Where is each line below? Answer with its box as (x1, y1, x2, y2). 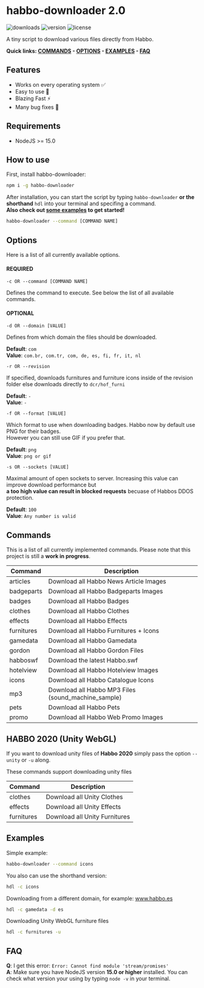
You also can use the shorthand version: (6, 872, 107, 879)
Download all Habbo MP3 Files (48, 686, 136, 694)
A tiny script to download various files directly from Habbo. (6, 35, 154, 43)
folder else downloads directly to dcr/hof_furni (6, 381, 126, 388)
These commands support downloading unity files (6, 768, 132, 775)
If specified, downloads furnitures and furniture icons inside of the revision (6, 374, 193, 381)
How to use (6, 154, 50, 165)
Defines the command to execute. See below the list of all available (6, 289, 174, 296)
